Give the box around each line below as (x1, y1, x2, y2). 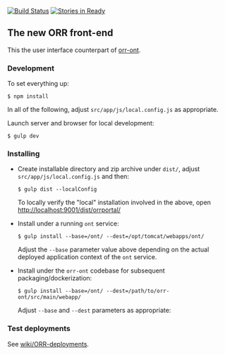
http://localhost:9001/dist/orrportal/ (17, 206, 121, 214)
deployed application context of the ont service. (17, 253, 157, 261)
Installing (7, 149, 40, 158)
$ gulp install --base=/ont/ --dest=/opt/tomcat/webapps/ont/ (17, 233, 205, 240)
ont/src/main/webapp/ (17, 294, 81, 301)
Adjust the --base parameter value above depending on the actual (17, 245, 209, 254)
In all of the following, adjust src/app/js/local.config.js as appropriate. (7, 106, 219, 114)
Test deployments (7, 324, 71, 334)
